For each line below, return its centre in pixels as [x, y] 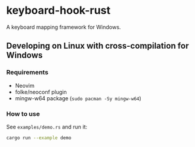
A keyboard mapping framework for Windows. [64, 27]
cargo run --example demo [39, 138]
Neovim [25, 85]
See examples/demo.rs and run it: [47, 127]
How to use [23, 113]
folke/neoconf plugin [41, 92]
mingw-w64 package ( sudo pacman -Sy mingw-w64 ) [78, 98]
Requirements [27, 73]
